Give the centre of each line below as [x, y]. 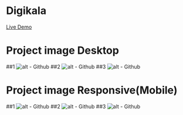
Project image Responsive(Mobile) [92, 90]
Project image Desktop [62, 50]
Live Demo [19, 27]
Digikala [26, 11]
